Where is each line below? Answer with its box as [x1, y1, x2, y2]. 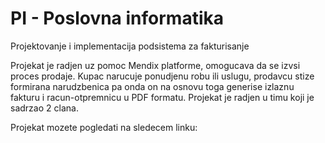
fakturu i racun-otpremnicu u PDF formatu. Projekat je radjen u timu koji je [10, 91, 315, 103]
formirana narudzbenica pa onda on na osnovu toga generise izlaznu [10, 80, 295, 92]
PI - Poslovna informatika [10, 7, 224, 30]
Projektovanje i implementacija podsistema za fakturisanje [10, 40, 250, 52]
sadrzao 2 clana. [10, 102, 79, 114]
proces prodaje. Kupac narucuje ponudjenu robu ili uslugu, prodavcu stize [10, 70, 315, 82]
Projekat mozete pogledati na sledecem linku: [10, 121, 198, 133]
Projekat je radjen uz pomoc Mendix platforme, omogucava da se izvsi [10, 59, 301, 71]
